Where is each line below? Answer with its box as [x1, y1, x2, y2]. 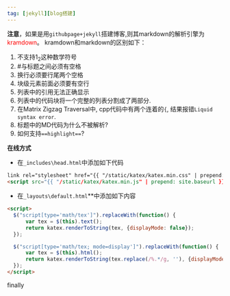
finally [7, 281, 25, 289]
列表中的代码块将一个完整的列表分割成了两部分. [16, 96, 151, 105]
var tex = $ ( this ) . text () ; [25, 218, 103, 225]
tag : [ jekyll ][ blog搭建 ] [7, 10, 76, 17]
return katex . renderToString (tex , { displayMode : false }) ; [25, 224, 194, 231]
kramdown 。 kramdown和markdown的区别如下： [7, 38, 146, 46]
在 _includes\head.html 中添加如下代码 [16, 159, 124, 167]
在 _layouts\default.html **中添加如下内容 [16, 192, 136, 200]
